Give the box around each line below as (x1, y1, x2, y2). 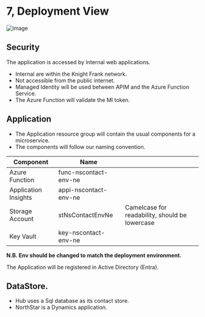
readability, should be (124, 211, 187, 219)
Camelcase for (124, 203, 167, 211)
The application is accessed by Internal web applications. (6, 58, 151, 65)
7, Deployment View (6, 4, 109, 18)
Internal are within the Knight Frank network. (15, 70, 127, 78)
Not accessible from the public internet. (15, 76, 115, 84)
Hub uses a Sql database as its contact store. (15, 297, 129, 305)
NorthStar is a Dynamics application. (15, 304, 107, 311)
